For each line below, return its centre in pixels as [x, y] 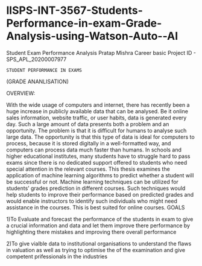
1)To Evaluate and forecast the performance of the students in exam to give [100, 219]
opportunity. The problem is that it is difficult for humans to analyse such [96, 130]
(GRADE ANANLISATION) [38, 81]
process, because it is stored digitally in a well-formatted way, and [89, 143]
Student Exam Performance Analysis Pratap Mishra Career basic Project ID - [101, 52]
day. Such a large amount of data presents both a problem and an [88, 124]
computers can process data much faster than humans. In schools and [94, 150]
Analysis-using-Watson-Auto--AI [92, 36]
